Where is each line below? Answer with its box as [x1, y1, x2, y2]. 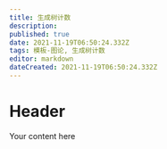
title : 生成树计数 [9, 12, 71, 22]
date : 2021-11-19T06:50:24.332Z [9, 37, 129, 47]
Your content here [9, 130, 76, 141]
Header [9, 102, 65, 121]
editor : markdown [9, 54, 74, 63]
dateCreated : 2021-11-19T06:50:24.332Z [9, 63, 158, 72]
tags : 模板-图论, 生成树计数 [9, 46, 105, 55]
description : [9, 21, 58, 30]
